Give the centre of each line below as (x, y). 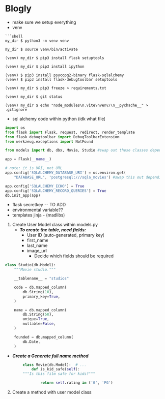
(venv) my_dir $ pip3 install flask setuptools (55, 58)
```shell (14, 36)
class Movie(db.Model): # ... (55, 365)
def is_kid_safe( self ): (55, 369)
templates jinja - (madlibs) (39, 215)
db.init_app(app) (23, 195)
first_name (38, 240)
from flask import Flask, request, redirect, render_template (70, 132)
